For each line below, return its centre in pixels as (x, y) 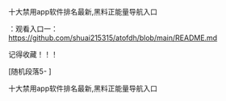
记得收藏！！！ (33, 54)
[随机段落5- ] (30, 71)
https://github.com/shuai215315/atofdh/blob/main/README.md (113, 38)
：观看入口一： (33, 29)
